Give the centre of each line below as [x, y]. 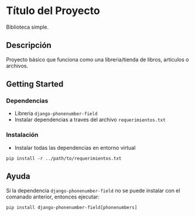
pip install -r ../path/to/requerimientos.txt [64, 158]
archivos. [17, 66]
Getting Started [35, 84]
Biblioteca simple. [28, 27]
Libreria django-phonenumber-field [56, 114]
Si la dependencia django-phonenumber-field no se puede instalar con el [93, 190]
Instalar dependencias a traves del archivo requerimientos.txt [90, 120]
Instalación [22, 135]
